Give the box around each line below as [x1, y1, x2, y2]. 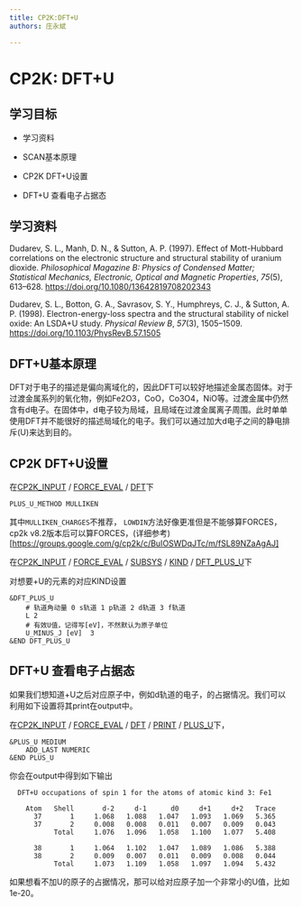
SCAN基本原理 [22, 151, 77, 162]
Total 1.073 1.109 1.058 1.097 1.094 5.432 [53, 859, 277, 868]
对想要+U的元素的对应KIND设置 [9, 575, 127, 587]
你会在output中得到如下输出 [9, 770, 113, 781]
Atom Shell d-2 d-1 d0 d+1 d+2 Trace [25, 804, 277, 813]
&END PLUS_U [9, 753, 54, 763]
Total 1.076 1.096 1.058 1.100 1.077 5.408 [53, 828, 277, 837]
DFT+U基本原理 [9, 356, 97, 371]
